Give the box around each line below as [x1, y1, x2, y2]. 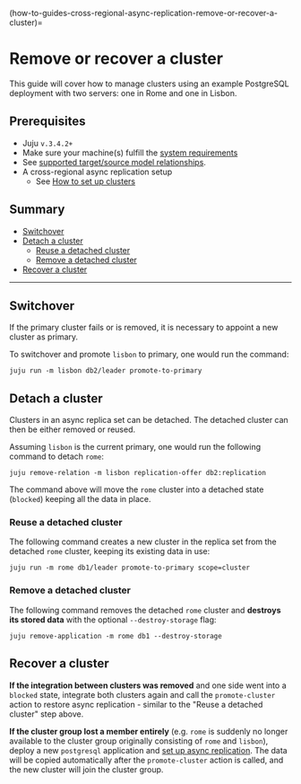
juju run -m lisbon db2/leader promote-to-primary [9, 366, 202, 375]
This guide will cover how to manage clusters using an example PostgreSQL [9, 78, 289, 89]
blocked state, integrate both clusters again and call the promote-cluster [9, 689, 276, 700]
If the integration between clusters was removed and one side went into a [9, 680, 287, 691]
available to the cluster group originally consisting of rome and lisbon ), [9, 736, 269, 746]
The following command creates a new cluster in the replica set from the [9, 536, 278, 547]
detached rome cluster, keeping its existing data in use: [9, 546, 211, 557]
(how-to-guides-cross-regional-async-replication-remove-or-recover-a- [9, 8, 279, 18]
